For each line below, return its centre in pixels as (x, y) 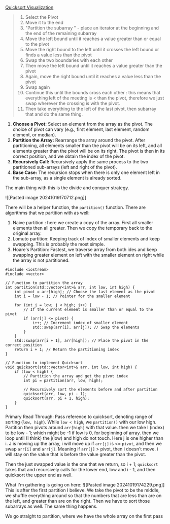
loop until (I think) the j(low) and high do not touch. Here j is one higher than (84, 438)
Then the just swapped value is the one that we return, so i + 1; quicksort (82, 464)
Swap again (38, 87)
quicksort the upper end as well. (39, 475)
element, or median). (35, 135)
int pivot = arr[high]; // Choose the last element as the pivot (85, 292)
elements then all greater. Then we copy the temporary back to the (82, 228)
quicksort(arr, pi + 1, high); (57, 398)
